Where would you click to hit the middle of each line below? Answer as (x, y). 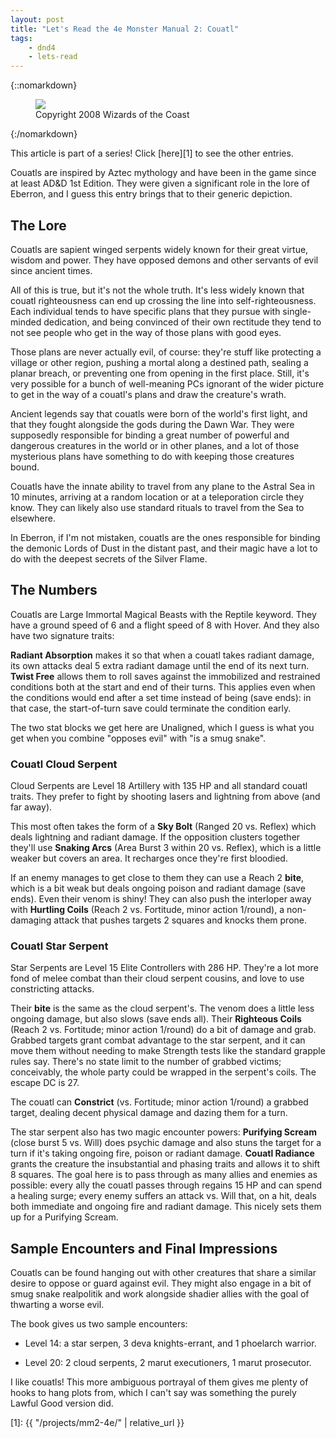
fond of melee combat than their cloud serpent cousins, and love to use (157, 978)
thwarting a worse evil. (57, 1305)
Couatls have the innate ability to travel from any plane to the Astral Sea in (162, 486)
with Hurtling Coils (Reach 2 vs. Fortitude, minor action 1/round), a (147, 910)
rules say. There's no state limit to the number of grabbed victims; (146, 1062)
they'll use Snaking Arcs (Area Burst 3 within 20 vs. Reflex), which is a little (166, 848)
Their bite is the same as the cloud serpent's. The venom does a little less (162, 1008)
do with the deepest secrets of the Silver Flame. (109, 558)
